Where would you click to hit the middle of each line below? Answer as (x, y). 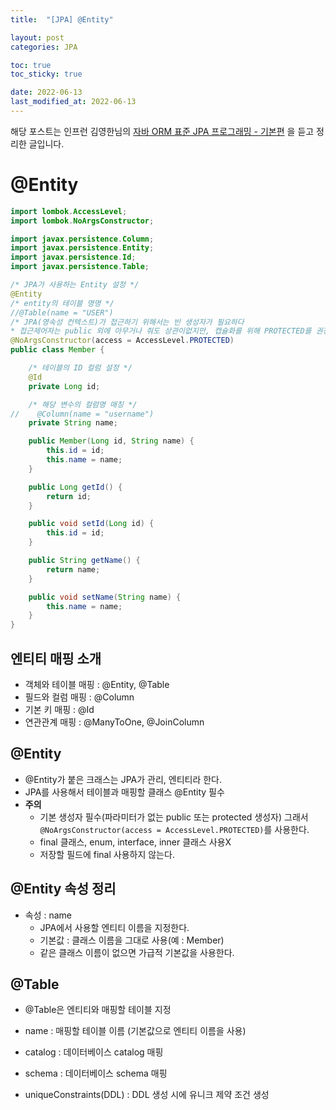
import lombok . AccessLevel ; (69, 211)
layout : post (37, 37)
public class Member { (57, 350)
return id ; (69, 496)
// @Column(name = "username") (82, 414)
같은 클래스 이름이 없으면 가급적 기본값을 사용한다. (137, 952)
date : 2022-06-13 (46, 92)
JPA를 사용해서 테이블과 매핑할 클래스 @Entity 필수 (124, 792)
